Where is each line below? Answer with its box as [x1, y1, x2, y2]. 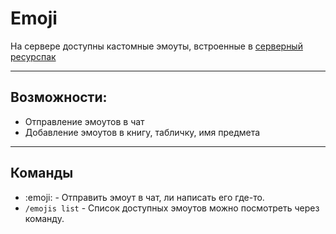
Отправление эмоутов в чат [24, 115, 145, 127]
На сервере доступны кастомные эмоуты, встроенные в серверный [10, 40, 303, 52]
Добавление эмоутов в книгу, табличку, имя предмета [24, 126, 261, 138]
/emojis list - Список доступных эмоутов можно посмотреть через [24, 202, 320, 214]
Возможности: [10, 89, 108, 106]
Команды [10, 165, 74, 182]
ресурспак [10, 50, 57, 62]
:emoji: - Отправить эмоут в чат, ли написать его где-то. [24, 191, 265, 203]
